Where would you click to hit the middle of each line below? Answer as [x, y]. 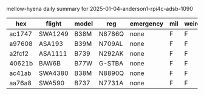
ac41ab [20, 73]
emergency [147, 24]
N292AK [111, 54]
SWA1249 [53, 34]
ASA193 [51, 44]
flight [54, 24]
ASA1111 [53, 54]
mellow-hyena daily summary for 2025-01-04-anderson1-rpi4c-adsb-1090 [100, 9]
